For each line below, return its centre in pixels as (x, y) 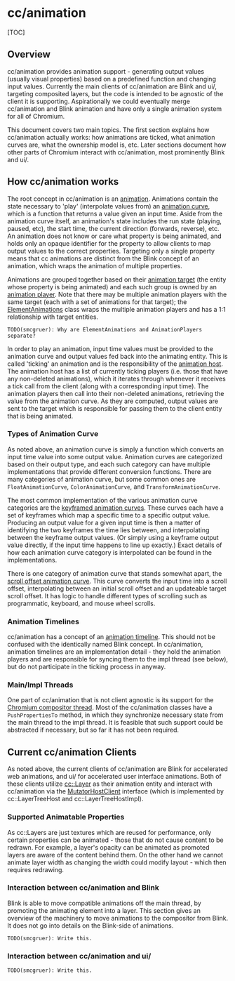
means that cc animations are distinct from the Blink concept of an (103, 258)
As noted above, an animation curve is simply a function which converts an (116, 449)
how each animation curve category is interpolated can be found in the (110, 552)
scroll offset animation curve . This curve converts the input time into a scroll (117, 581)
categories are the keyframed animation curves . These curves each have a (116, 508)
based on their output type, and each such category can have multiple (109, 464)
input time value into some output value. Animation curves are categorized (115, 456)
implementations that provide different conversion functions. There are (109, 471)
